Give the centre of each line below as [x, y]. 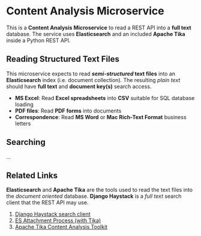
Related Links [32, 175]
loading [24, 104]
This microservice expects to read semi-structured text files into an [91, 74]
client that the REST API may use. [47, 202]
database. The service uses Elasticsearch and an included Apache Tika [96, 34]
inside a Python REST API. [38, 40]
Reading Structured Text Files [63, 59]
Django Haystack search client [53, 214]
